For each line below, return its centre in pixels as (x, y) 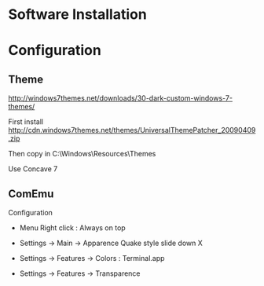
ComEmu (31, 194)
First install (26, 122)
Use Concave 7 (33, 169)
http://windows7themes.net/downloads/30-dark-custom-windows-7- (121, 98)
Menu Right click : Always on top (72, 228)
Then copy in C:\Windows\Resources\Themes (82, 154)
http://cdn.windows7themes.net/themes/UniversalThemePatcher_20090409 (132, 130)
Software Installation (77, 15)
